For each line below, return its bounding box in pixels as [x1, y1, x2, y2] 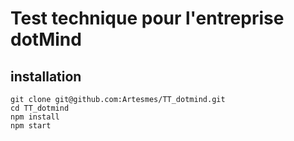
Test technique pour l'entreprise [10, 7, 285, 30]
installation [10, 68, 82, 85]
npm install [10, 112, 60, 122]
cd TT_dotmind [10, 103, 70, 113]
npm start [10, 121, 52, 131]
